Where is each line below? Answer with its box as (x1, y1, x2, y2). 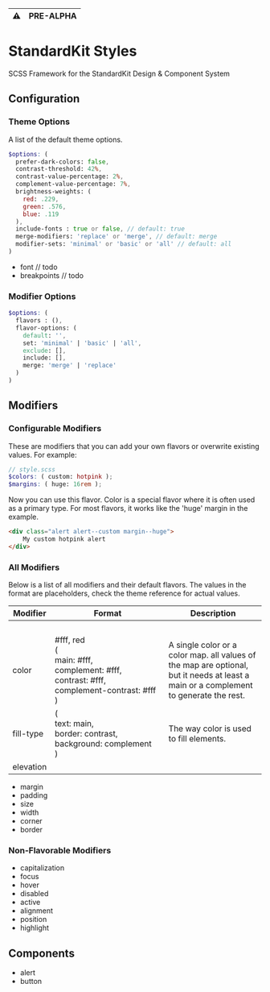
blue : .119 (22, 210, 59, 218)
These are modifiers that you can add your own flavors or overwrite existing (8, 441, 260, 450)
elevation (12, 762, 47, 773)
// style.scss (8, 465, 56, 474)
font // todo (19, 262, 58, 272)
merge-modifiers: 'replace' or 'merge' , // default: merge (15, 233, 218, 241)
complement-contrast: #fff (55, 685, 157, 696)
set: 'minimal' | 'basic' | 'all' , (22, 338, 142, 347)
